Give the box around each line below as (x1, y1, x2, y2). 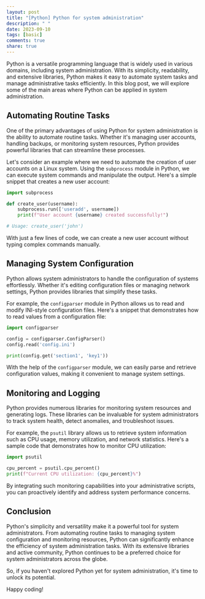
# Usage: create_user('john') (6, 223, 84, 230)
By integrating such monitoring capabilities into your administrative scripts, (6, 482, 196, 489)
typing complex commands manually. (6, 241, 101, 249)
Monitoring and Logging (6, 388, 101, 398)
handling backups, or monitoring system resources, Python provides (6, 139, 180, 147)
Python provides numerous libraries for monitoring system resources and (6, 404, 191, 412)
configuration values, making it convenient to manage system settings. (6, 370, 185, 377)
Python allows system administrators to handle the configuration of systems (6, 274, 199, 282)
